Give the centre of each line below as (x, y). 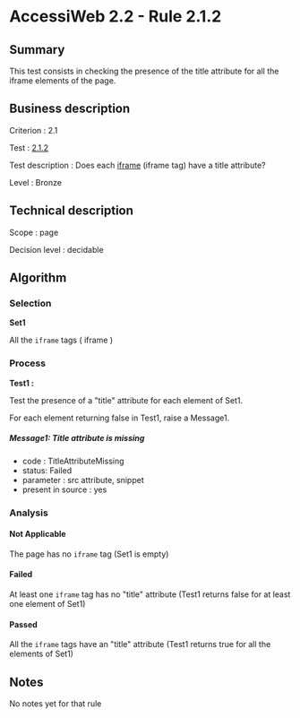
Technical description (72, 211)
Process (28, 363)
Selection (30, 303)
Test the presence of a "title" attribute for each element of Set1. (126, 400)
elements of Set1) (42, 654)
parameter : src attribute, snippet (83, 480)
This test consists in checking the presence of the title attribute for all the (144, 71)
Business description (70, 109)
